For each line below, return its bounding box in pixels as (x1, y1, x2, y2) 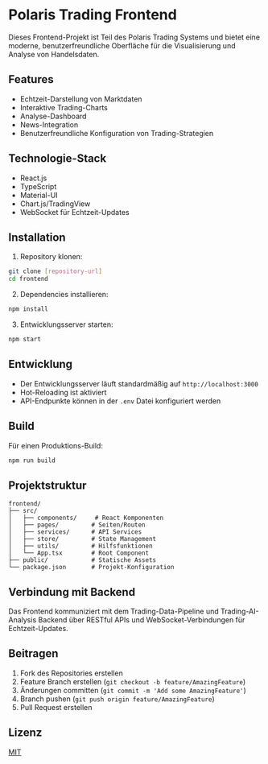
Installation (8, 230, 66, 244)
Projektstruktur (8, 478, 87, 492)
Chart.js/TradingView (19, 199, 91, 209)
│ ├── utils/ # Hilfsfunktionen (8, 542, 153, 551)
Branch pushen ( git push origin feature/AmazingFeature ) (19, 694, 215, 704)
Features (8, 72, 54, 86)
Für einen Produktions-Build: (8, 440, 103, 450)
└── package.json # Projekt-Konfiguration (8, 564, 175, 572)
